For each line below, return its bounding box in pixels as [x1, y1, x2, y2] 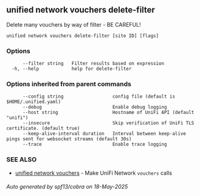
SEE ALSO [6, 155, 37, 164]
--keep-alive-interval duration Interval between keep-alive [22, 130, 187, 137]
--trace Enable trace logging [22, 141, 167, 147]
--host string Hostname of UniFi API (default [22, 109, 195, 116]
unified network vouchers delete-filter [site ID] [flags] [6, 33, 159, 39]
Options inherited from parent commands [6, 80, 132, 89]
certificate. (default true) [6, 126, 80, 132]
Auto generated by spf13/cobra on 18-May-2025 [6, 183, 128, 191]
